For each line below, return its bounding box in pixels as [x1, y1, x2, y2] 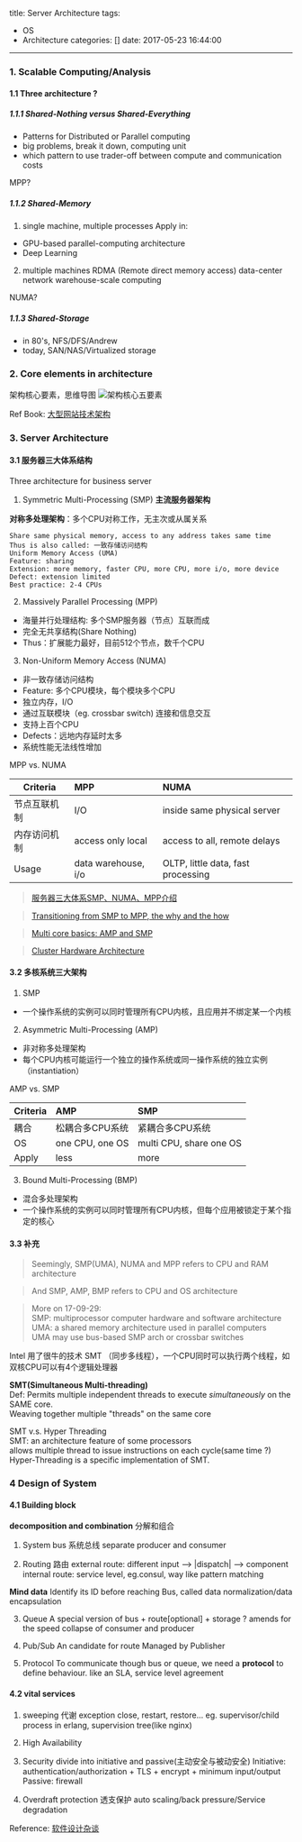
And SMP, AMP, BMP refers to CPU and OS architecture [31, 1286, 238, 1297]
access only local [74, 834, 148, 846]
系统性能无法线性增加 [22, 741, 102, 752]
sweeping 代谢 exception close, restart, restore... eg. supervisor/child [22, 1710, 280, 1720]
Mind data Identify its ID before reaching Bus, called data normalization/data [9, 1586, 293, 1598]
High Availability [22, 1737, 83, 1747]
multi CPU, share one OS [138, 1137, 243, 1150]
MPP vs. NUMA [9, 759, 67, 770]
